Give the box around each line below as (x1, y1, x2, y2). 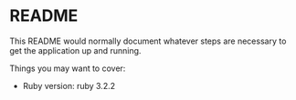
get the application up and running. (9, 45, 142, 55)
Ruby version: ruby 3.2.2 (22, 80, 116, 91)
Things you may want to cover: (9, 63, 126, 74)
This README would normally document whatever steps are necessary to (9, 35, 287, 46)
